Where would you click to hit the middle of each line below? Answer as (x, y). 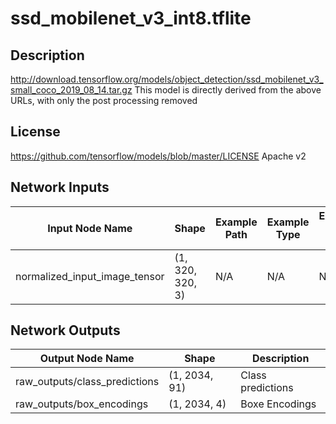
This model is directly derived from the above (228, 90)
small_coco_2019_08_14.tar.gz (71, 90)
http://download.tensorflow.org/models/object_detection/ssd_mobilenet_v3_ (167, 79)
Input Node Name (90, 228)
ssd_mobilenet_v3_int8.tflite (131, 18)
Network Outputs (65, 330)
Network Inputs (60, 187)
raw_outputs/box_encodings (82, 404)
